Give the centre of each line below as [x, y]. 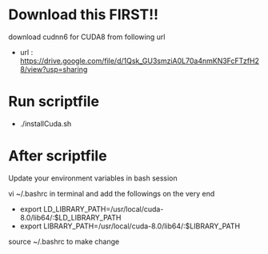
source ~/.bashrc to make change [64, 241]
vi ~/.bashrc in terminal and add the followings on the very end [112, 193]
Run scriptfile [54, 102]
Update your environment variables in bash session [93, 178]
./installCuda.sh [46, 123]
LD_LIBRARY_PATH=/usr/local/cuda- [104, 208]
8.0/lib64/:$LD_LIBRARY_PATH [70, 217]
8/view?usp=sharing [54, 69]
